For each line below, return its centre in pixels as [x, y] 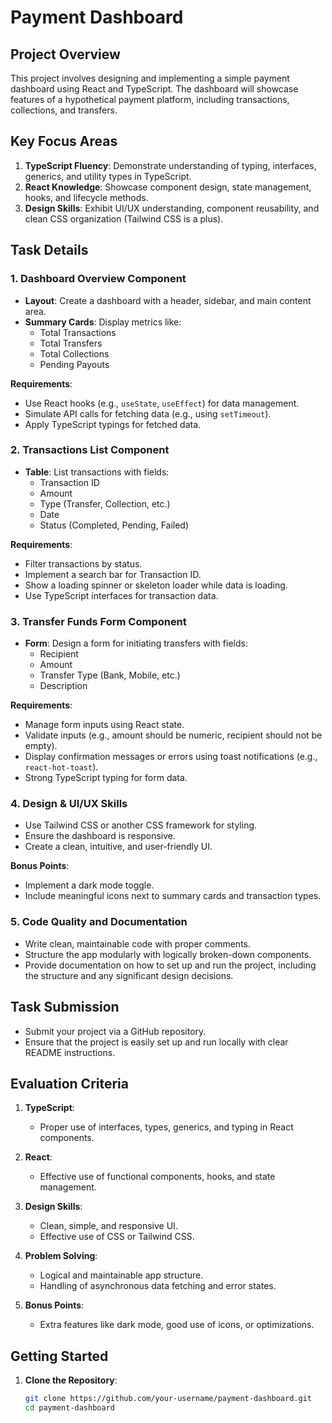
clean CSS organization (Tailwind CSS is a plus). [124, 218]
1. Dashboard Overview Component [98, 279]
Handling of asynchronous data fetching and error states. [158, 1286]
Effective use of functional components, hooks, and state [157, 1177]
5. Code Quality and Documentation [99, 922]
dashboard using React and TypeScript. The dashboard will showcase [154, 89]
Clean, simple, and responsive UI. [108, 1226]
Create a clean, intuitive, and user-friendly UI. [118, 847]
